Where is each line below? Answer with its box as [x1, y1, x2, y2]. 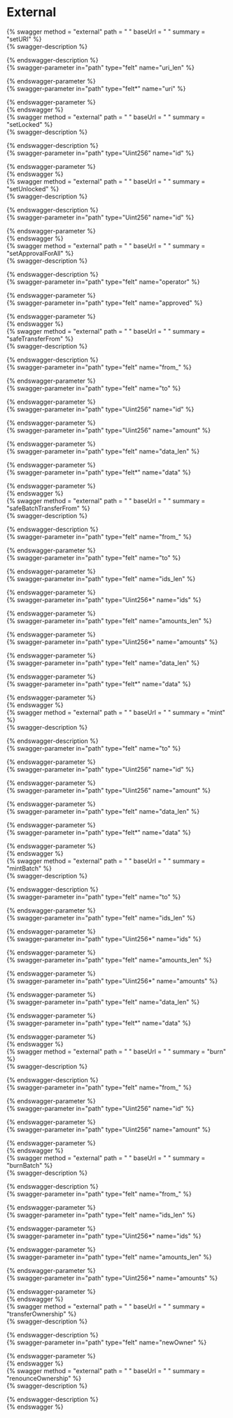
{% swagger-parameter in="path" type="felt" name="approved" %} [6, 299, 203, 307]
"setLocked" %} [6, 120, 53, 128]
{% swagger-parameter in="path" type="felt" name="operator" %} [6, 278, 200, 286]
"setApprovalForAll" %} [6, 249, 74, 257]
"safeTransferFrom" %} [6, 334, 74, 343]
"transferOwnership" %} [6, 1309, 77, 1318]
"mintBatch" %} [6, 864, 52, 873]
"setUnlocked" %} [6, 184, 59, 193]
